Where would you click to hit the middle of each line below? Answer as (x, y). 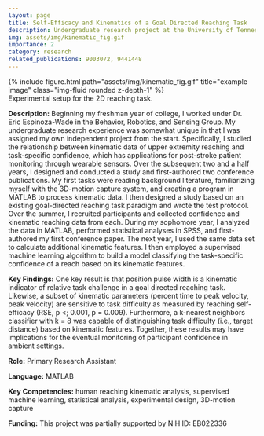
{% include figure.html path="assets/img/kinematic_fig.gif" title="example (128, 81)
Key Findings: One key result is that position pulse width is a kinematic (123, 279)
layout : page (29, 15)
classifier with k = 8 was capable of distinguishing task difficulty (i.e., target (130, 321)
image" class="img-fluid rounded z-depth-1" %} (86, 90)
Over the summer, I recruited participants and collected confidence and (124, 214)
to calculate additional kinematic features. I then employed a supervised (125, 247)
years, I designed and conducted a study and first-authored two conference (131, 172)
